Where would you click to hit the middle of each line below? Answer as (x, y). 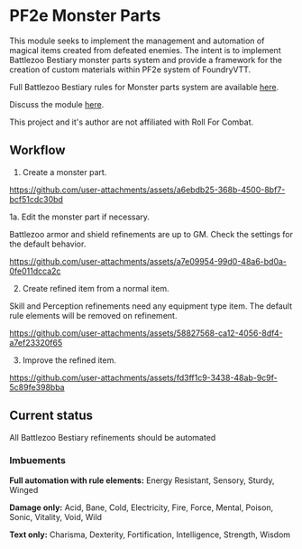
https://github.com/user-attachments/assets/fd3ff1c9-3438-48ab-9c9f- (143, 377)
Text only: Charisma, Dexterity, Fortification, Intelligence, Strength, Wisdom (150, 535)
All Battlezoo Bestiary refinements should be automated (113, 437)
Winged (24, 489)
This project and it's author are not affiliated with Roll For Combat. (132, 122)
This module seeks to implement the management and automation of (137, 41)
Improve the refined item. (69, 360)
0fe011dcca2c (35, 271)
